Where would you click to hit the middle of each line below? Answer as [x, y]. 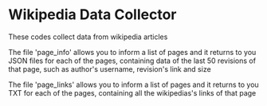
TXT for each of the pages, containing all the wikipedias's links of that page [132, 92]
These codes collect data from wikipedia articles [88, 37]
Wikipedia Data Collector [92, 15]
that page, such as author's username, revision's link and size [110, 69]
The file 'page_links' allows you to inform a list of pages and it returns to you [133, 84]
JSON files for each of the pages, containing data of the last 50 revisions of [132, 61]
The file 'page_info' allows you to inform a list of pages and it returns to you [132, 52]
